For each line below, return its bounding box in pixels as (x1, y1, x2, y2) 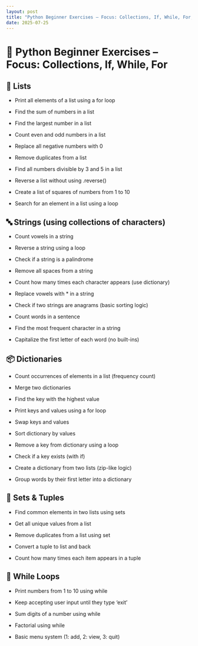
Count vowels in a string (14, 233, 74, 240)
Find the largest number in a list (14, 119, 92, 127)
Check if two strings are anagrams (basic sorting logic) (14, 302, 148, 309)
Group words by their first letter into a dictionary (14, 476, 132, 483)
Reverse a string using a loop (14, 244, 85, 251)
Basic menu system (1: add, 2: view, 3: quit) (14, 633, 120, 640)
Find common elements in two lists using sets (14, 508, 126, 515)
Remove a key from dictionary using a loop (14, 441, 119, 448)
